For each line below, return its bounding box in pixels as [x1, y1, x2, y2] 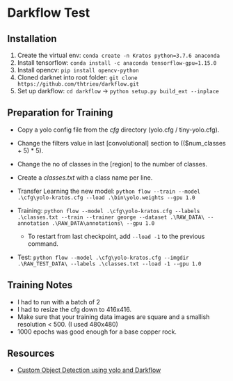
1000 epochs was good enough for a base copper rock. [17, 327, 177, 336]
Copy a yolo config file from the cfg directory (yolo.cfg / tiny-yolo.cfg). [17, 125, 220, 134]
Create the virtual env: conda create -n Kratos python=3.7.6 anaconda [17, 51, 220, 59]
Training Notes [7, 279, 73, 291]
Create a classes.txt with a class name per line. [17, 173, 153, 182]
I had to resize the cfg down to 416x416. [17, 305, 132, 313]
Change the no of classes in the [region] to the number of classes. [17, 160, 207, 168]
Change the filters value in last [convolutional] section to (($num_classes [17, 139, 226, 147]
